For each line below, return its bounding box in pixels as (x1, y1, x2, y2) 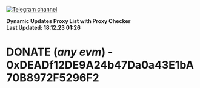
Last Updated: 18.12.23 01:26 (6, 24, 81, 31)
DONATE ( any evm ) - (6, 46, 113, 59)
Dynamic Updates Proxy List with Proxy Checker (6, 18, 131, 24)
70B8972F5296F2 (6, 71, 99, 85)
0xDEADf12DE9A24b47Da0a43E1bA (6, 58, 194, 72)
